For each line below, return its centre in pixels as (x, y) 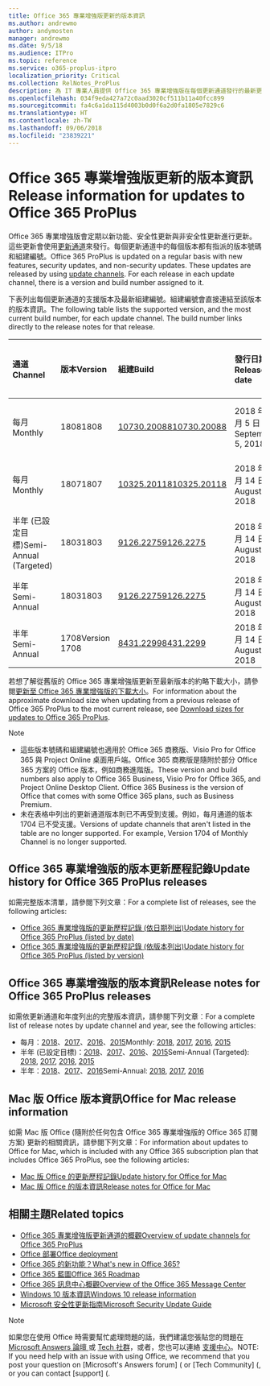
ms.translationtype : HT (48, 114)
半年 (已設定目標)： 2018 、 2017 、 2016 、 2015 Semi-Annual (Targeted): (135, 1053)
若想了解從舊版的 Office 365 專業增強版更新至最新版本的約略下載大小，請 (130, 681)
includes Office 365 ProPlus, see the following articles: (99, 1160)
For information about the (194, 691)
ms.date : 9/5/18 (35, 46)
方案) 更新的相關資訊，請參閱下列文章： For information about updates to (129, 1142)
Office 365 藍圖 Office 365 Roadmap (80, 1274)
